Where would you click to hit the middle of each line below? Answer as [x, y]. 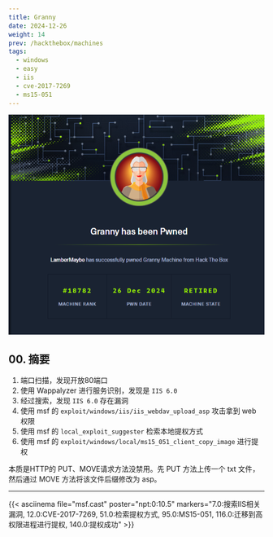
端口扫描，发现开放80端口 [64, 381]
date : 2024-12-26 [38, 26]
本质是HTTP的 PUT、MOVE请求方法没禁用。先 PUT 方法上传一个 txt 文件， [134, 469]
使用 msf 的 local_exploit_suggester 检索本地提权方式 [112, 431]
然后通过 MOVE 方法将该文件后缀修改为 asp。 [85, 479]
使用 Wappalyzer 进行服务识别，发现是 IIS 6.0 [99, 390]
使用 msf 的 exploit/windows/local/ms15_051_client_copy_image [128, 442]
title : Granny [32, 17]
